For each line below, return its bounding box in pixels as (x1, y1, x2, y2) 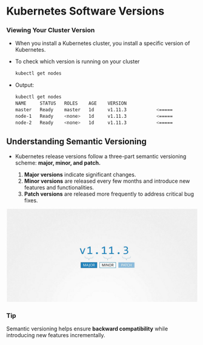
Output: (15, 81, 35, 89)
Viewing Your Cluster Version (6, 26, 95, 35)
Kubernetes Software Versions (6, 4, 165, 18)
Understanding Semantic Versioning (6, 137, 147, 147)
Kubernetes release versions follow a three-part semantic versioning (15, 152, 187, 160)
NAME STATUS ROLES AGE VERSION (15, 100, 127, 107)
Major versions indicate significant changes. (24, 171, 136, 178)
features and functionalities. (24, 183, 95, 191)
